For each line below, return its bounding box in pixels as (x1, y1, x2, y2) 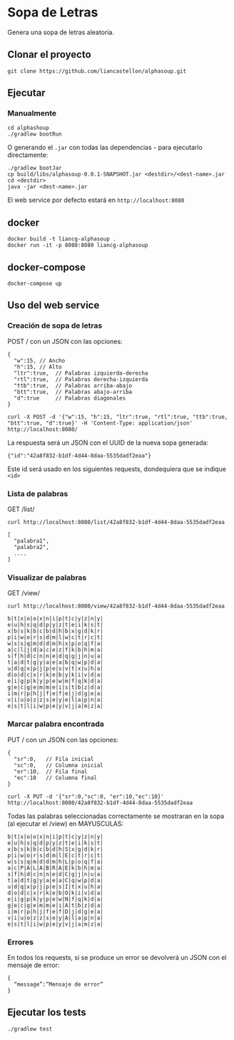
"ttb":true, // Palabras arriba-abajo (14, 382, 133, 389)
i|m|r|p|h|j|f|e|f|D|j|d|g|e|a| (7, 908, 103, 915)
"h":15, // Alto (14, 363, 62, 370)
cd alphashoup (7, 124, 50, 132)
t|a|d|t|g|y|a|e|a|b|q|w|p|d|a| (7, 659, 103, 666)
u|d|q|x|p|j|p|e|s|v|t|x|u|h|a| (7, 665, 103, 672)
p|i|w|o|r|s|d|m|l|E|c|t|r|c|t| (7, 852, 103, 859)
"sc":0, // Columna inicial (14, 762, 103, 769)
